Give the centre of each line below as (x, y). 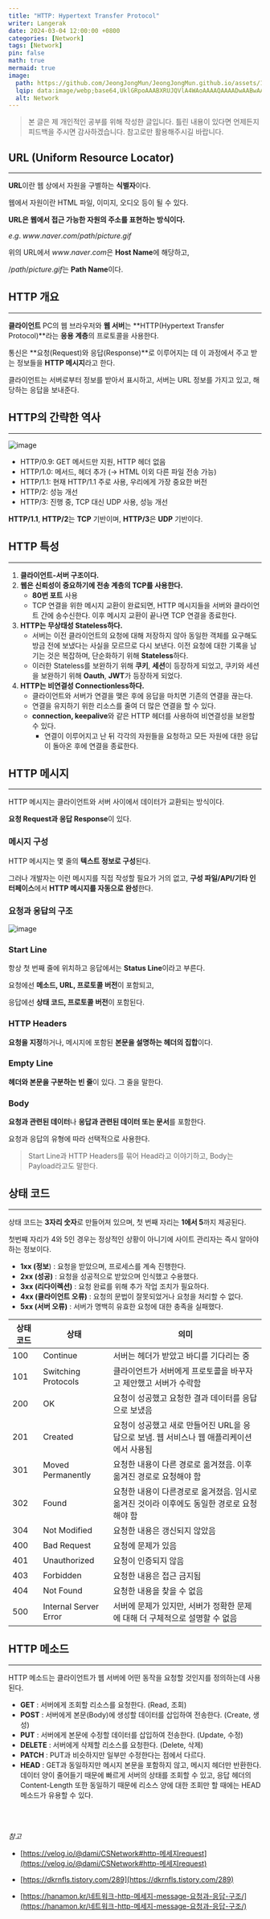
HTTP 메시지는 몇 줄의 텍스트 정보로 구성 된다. (80, 861)
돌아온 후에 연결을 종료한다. (96, 746)
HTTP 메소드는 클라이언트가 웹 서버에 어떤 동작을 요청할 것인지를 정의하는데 (127, 1677)
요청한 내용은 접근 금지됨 (157, 1576)
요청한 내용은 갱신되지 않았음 (164, 1530)
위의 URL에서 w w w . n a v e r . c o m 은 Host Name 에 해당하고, (99, 252)
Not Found (63, 1590)
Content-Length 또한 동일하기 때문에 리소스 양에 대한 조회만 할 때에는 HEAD (140, 1785)
